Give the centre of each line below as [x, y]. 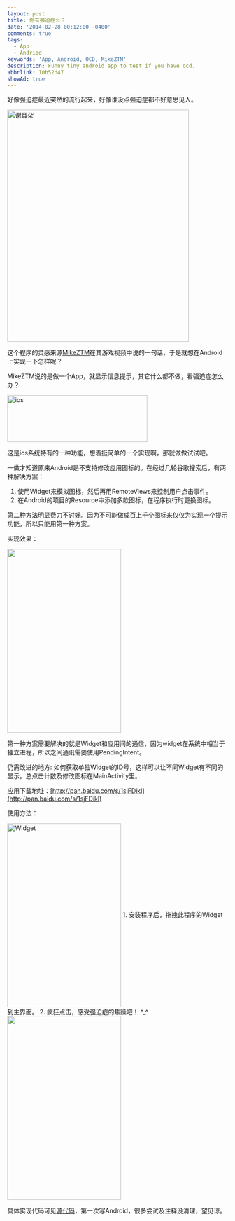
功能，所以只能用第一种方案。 [50, 524]
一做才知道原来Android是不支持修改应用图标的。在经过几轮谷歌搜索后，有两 [116, 468]
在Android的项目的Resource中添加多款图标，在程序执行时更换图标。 [116, 500]
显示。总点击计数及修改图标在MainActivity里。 [74, 776]
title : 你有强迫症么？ [37, 20]
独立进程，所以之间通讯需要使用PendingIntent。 [76, 752]
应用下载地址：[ [30, 791]
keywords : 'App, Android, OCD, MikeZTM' [67, 60]
